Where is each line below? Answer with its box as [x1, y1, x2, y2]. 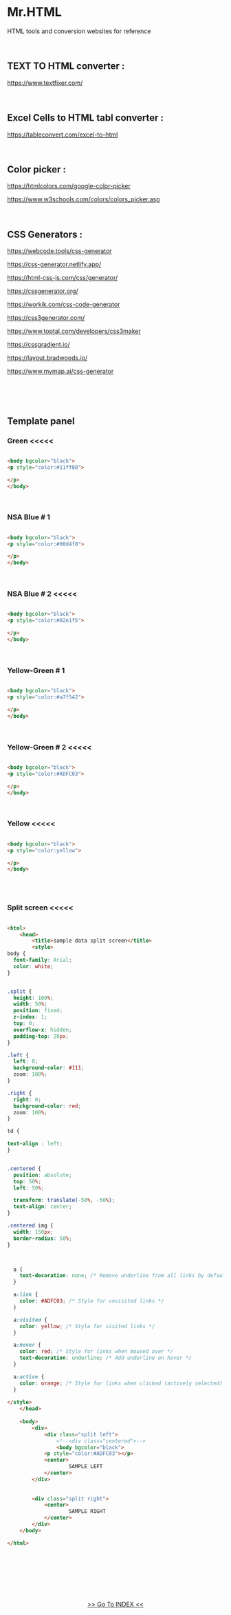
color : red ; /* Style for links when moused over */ [19, 1348, 174, 1355]
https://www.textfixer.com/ [7, 79, 83, 87]
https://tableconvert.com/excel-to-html [7, 130, 118, 139]
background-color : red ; [13, 1103, 81, 1110]
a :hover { [13, 1342, 41, 1349]
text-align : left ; [7, 1141, 63, 1147]
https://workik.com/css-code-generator [7, 301, 120, 309]
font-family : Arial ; [13, 956, 72, 964]
